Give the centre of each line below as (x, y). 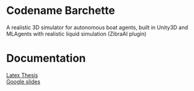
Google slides (23, 81)
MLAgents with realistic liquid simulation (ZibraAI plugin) (76, 33)
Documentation (46, 59)
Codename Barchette (61, 11)
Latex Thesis (22, 75)
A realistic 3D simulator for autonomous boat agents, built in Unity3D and (97, 27)
